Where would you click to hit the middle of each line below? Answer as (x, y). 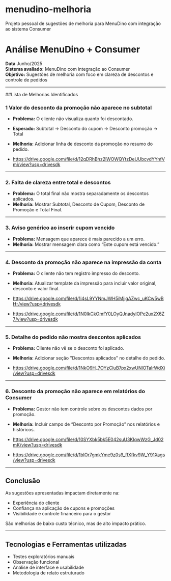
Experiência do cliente (36, 503)
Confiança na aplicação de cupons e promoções (64, 508)
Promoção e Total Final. (37, 210)
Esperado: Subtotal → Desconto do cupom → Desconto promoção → (85, 129)
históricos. (24, 429)
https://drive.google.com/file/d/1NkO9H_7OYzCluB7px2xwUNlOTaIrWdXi (89, 368)
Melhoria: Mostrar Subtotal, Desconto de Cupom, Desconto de (79, 204)
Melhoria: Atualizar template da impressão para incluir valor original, (84, 283)
